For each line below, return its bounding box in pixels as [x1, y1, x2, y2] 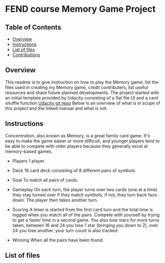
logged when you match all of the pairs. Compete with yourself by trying [12, 212, 160, 218]
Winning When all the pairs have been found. [12, 237, 104, 243]
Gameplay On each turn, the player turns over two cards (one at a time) [12, 186, 158, 193]
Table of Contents [5, 23, 62, 32]
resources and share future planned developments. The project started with [5, 90, 160, 96]
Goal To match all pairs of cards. [12, 177, 79, 183]
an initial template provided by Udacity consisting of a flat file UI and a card [5, 95, 158, 100]
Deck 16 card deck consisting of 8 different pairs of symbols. [12, 167, 137, 173]
